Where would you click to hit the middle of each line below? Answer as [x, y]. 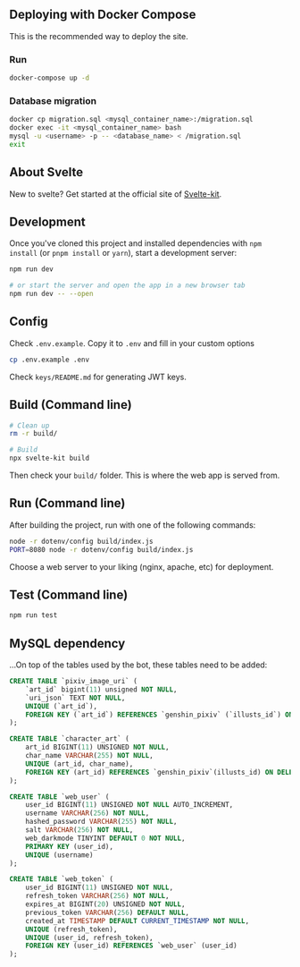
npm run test [33, 615]
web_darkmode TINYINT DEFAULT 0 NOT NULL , [105, 838]
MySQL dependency [67, 643]
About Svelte [46, 172]
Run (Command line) [67, 503]
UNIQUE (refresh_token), [71, 929]
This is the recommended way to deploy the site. [99, 36]
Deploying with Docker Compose [103, 15]
